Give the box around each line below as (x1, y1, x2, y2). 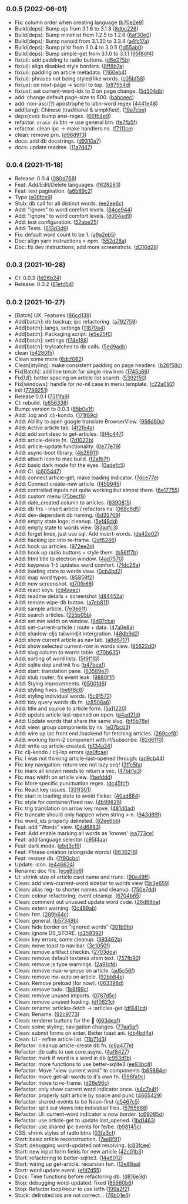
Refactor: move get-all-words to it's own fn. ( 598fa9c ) (14, 1073, 146, 1080)
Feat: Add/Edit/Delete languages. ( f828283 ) (14, 181, 121, 188)
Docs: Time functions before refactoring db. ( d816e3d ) (14, 1173, 147, 1180)
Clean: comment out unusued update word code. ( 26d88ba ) (14, 899, 161, 906)
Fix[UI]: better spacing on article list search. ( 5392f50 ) (14, 374, 147, 381)
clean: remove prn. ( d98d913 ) (14, 131, 87, 138)
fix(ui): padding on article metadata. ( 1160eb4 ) (14, 69, 127, 76)
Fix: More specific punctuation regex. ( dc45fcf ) (14, 780, 129, 787)
